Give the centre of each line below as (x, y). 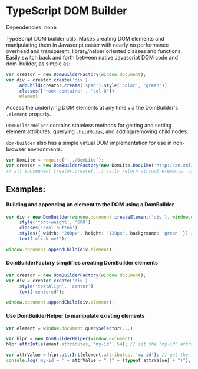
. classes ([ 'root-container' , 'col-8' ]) (66, 91)
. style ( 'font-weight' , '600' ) (54, 222)
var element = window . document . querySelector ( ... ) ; (71, 328)
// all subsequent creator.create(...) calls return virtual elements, (96, 171)
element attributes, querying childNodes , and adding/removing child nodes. (97, 131)
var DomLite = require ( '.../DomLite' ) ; (55, 160)
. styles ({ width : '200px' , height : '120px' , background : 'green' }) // (106, 233)
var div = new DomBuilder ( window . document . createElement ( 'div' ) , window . (99, 217)
